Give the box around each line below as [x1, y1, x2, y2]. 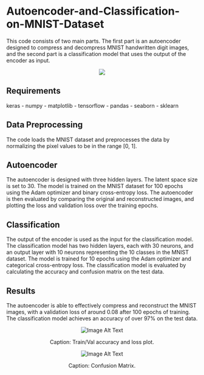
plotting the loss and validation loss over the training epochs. [6, 202, 159, 209]
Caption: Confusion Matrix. [68, 362, 136, 369]
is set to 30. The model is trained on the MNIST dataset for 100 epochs [6, 183, 183, 190]
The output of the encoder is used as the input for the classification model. [6, 236, 194, 243]
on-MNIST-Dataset [6, 17, 104, 31]
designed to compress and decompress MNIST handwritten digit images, [6, 44, 189, 51]
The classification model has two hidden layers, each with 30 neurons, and [6, 242, 194, 250]
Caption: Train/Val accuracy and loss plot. [49, 338, 155, 345]
